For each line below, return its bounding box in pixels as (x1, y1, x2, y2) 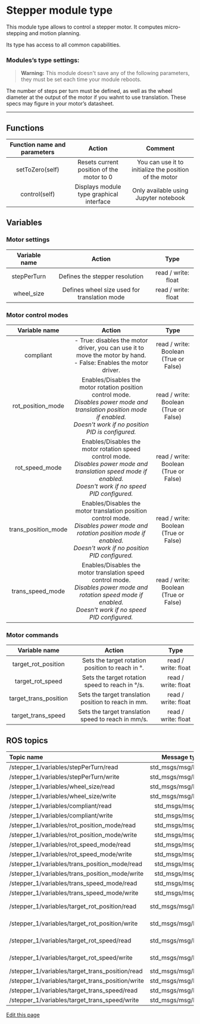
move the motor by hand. (76, 351, 146, 360)
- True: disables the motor (74, 336, 148, 345)
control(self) (20, 190, 55, 198)
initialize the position (132, 166, 189, 174)
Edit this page (6, 1011, 40, 1019)
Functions (6, 123, 45, 133)
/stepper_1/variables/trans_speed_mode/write (9, 889, 139, 897)
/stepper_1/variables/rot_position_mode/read (9, 821, 136, 829)
